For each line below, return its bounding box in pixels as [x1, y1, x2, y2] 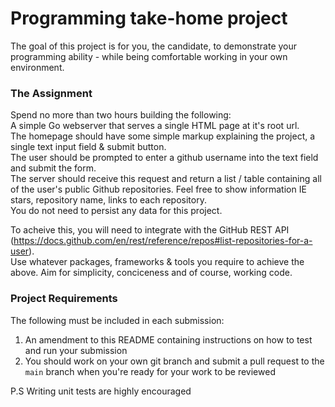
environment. [10, 61, 65, 73]
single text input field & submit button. [10, 141, 167, 153]
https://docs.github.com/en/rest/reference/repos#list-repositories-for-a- [13, 235, 313, 247]
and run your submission [24, 344, 128, 356]
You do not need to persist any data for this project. [10, 205, 223, 217]
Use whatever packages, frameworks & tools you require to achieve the [10, 256, 305, 268]
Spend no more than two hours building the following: [10, 109, 232, 121]
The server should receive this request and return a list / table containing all [10, 173, 322, 185]
